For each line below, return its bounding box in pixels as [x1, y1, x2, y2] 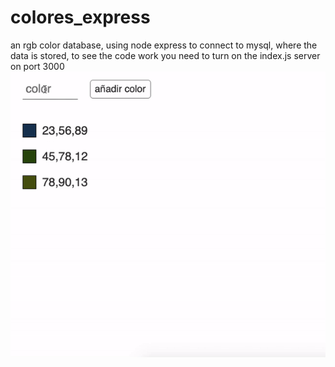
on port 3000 [10, 60, 65, 72]
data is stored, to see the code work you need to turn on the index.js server [10, 49, 321, 61]
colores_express [10, 6, 151, 29]
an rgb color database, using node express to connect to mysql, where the [10, 39, 318, 51]
